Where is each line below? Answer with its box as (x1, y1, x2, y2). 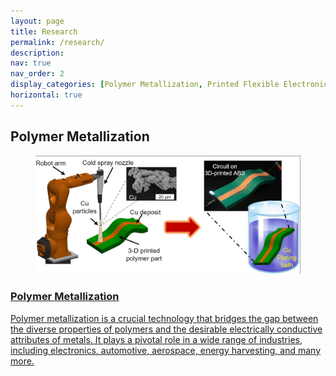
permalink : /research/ (10, 37, 105, 47)
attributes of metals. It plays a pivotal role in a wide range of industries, (10, 333, 303, 345)
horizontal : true (10, 90, 83, 100)
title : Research (10, 26, 78, 37)
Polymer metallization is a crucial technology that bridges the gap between (10, 312, 319, 324)
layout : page (10, 16, 65, 26)
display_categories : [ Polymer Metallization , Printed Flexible (10, 80, 280, 90)
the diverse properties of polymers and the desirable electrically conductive (10, 323, 323, 335)
